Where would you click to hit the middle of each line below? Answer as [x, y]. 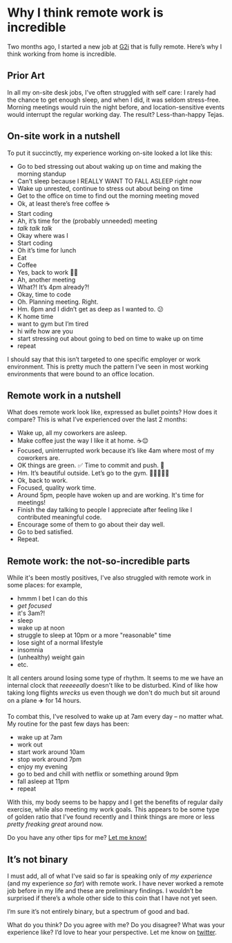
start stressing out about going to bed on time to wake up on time [110, 338]
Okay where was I [43, 235]
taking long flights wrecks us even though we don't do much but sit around [114, 693]
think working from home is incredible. [62, 54]
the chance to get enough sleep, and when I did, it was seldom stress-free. [114, 100]
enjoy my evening [42, 767]
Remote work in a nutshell [64, 395]
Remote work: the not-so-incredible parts [99, 561]
